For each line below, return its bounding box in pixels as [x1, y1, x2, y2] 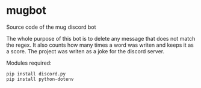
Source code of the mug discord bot [6, 23, 96, 31]
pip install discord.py [6, 71, 66, 77]
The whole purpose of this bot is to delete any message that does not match [6, 35, 196, 42]
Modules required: [6, 59, 52, 66]
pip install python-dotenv [6, 76, 74, 82]
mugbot [6, 4, 46, 17]
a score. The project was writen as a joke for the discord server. [6, 47, 165, 54]
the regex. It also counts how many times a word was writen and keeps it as [6, 41, 194, 48]
